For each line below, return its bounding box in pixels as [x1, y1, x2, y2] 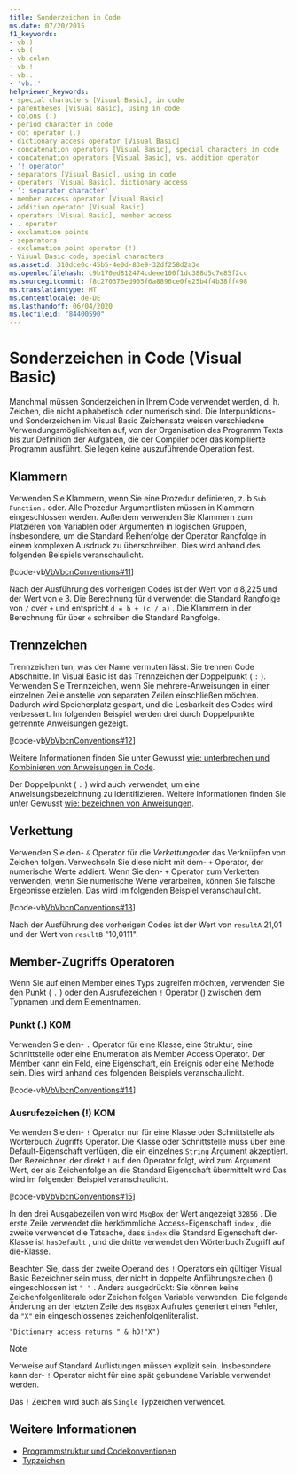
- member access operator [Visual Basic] [9, 194, 165, 204]
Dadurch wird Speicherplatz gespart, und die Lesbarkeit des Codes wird [9, 698, 273, 710]
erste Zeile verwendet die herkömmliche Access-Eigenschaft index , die [9, 1218, 272, 1228]
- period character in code [9, 121, 113, 130]
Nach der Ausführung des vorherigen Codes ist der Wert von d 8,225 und [9, 583, 277, 595]
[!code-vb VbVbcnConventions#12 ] [9, 735, 136, 745]
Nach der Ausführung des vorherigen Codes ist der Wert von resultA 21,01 [9, 919, 282, 930]
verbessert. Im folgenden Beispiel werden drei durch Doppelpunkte [9, 708, 255, 719]
